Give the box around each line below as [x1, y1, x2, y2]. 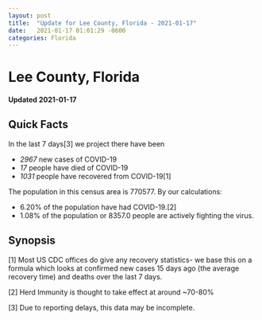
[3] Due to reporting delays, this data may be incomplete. [8, 302, 195, 312]
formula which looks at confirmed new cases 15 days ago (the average [8, 263, 240, 273]
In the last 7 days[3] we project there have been [8, 139, 165, 148]
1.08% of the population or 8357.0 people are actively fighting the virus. [19, 210, 254, 220]
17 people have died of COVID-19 [19, 162, 129, 172]
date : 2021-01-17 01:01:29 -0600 [8, 26, 126, 34]
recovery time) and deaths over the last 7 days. [8, 271, 163, 281]
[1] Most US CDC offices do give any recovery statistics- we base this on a [8, 255, 252, 264]
